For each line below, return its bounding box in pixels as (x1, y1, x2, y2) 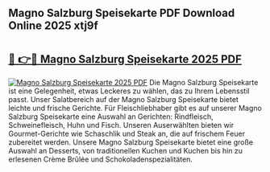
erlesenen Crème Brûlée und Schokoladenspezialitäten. (8, 154, 193, 164)
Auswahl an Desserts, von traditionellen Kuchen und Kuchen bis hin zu (8, 146, 243, 155)
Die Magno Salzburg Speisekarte (148, 78, 259, 87)
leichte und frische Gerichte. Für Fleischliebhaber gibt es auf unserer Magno (8, 104, 262, 113)
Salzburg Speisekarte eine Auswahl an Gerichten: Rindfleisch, (8, 112, 214, 121)
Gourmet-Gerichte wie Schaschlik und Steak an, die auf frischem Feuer (8, 129, 246, 138)
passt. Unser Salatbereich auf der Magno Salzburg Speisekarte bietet (8, 95, 239, 104)
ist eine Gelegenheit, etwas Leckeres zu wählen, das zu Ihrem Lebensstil (8, 86, 250, 96)
